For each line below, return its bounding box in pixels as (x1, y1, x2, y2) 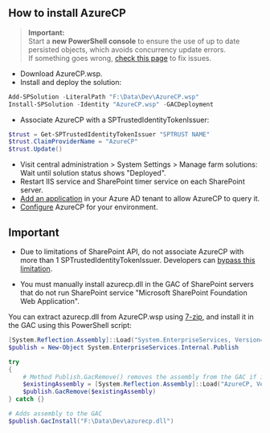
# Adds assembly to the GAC (8, 410, 103, 418)
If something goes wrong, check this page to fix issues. (27, 53, 211, 63)
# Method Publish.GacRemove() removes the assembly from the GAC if (22, 373, 257, 381)
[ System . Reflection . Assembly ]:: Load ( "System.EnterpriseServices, (8, 336, 231, 344)
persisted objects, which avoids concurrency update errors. (27, 44, 227, 55)
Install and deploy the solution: (19, 77, 122, 87)
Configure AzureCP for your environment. (19, 202, 158, 212)
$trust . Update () (8, 145, 63, 153)
